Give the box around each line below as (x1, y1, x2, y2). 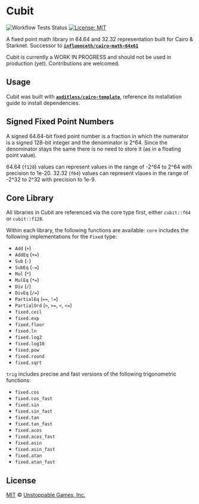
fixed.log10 (14, 341, 45, 347)
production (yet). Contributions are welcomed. (6, 60, 120, 67)
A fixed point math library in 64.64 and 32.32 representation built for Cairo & (6, 35, 194, 42)
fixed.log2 (14, 334, 42, 341)
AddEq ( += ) (14, 251, 40, 258)
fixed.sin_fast (14, 408, 53, 414)
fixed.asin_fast (14, 447, 55, 453)
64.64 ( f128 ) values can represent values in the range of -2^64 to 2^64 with (6, 163, 192, 170)
